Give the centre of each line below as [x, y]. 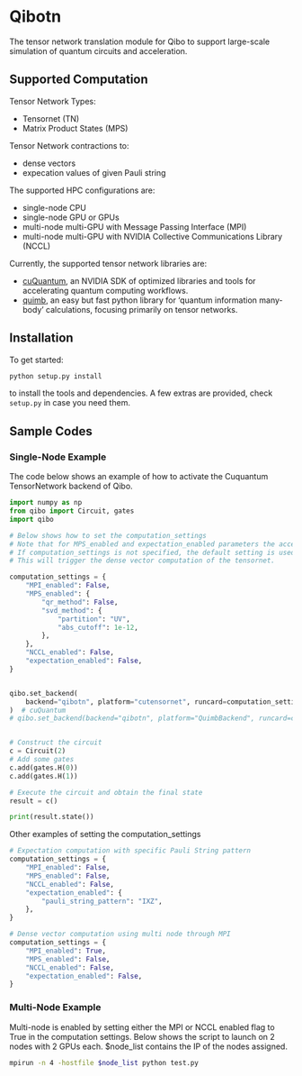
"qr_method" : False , [80, 602]
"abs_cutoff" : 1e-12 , [98, 627]
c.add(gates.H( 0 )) [44, 768]
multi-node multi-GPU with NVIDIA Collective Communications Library [152, 236]
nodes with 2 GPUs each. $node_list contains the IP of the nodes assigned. [148, 1046]
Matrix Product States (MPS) [75, 128]
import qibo [31, 519]
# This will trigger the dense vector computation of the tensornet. [142, 561]
